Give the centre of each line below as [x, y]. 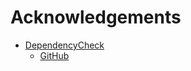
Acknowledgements [96, 17]
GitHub [54, 55]
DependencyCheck [64, 45]
